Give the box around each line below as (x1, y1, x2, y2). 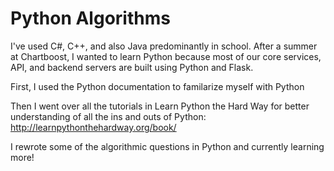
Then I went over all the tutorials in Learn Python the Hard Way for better (10, 100, 310, 112)
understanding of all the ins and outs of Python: (10, 110, 207, 122)
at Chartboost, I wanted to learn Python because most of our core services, (10, 50, 322, 62)
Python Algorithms (10, 7, 171, 30)
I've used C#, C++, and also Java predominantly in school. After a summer (10, 40, 318, 52)
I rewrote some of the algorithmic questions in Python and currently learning (10, 140, 325, 152)
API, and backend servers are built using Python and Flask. (10, 61, 254, 73)
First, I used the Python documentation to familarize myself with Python (10, 80, 305, 92)
